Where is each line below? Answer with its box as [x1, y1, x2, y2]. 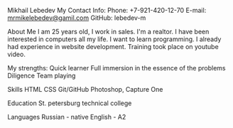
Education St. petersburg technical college [7, 99, 132, 107]
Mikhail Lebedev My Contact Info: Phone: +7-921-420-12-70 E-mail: [7, 6, 207, 14]
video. [7, 50, 26, 58]
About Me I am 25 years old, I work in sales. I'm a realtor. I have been [7, 28, 210, 36]
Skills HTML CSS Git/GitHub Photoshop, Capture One [7, 85, 163, 93]
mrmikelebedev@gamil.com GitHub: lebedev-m [7, 14, 146, 22]
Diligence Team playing [7, 71, 76, 80]
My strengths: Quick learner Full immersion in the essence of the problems [7, 64, 226, 72]
